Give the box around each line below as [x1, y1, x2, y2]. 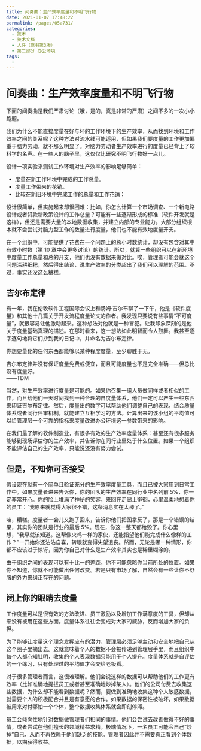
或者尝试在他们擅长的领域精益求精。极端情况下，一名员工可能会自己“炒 [16, 723, 193, 730]
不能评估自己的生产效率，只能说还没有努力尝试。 [6, 445, 127, 452]
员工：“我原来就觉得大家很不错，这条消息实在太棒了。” [11, 503, 145, 511]
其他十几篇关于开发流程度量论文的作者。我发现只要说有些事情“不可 [22, 312, 187, 319]
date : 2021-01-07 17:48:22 [6, 14, 74, 20]
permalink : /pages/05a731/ [6, 20, 74, 26]
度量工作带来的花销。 [14, 183, 68, 191]
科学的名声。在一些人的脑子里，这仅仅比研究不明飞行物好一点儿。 [6, 150, 169, 158]
